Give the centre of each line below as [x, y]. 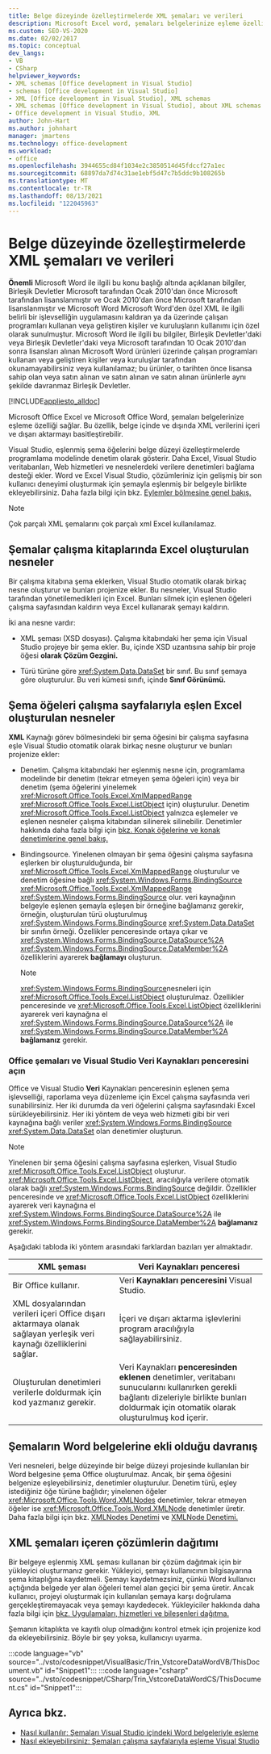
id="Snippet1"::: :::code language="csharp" [117, 1670]
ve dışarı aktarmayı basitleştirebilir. [66, 434]
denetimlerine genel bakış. [64, 839]
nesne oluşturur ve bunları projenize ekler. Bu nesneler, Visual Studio [123, 590]
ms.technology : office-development [68, 143]
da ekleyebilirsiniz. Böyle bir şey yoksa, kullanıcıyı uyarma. [105, 1637]
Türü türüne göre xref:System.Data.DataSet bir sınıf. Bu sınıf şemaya [133, 672]
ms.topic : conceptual [45, 46]
